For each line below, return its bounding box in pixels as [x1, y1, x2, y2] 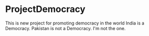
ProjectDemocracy [5, 3, 86, 15]
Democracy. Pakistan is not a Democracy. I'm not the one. [5, 25, 126, 31]
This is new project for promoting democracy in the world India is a [5, 20, 145, 26]
